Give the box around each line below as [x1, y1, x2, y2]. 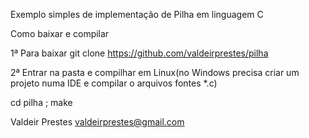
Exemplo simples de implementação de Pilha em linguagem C [10, 9, 264, 20]
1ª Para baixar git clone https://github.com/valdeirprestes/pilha [10, 47, 269, 59]
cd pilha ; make [10, 97, 73, 108]
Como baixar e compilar [10, 28, 110, 39]
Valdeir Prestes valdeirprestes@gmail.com [10, 116, 185, 128]
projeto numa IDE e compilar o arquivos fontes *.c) [10, 77, 218, 89]
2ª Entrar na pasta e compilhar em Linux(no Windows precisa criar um [10, 67, 300, 78]
